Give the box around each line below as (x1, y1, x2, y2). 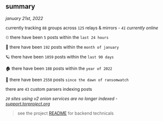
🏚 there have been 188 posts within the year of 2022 (5, 65, 112, 71)
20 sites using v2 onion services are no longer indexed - (5, 96, 118, 101)
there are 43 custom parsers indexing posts (5, 86, 92, 92)
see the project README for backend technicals (17, 110, 114, 116)
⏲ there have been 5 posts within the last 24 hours (5, 34, 109, 40)
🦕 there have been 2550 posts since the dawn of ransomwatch (5, 77, 129, 82)
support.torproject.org (5, 101, 50, 106)
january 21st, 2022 (5, 15, 43, 21)
